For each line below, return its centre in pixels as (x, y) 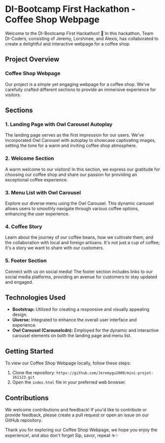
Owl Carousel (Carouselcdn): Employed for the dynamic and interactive (85, 330)
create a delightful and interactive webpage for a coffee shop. (68, 44)
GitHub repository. (24, 420)
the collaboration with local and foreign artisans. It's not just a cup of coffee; (82, 243)
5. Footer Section (26, 261)
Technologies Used (35, 297)
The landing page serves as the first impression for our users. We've (75, 135)
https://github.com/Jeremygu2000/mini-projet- (105, 373)
